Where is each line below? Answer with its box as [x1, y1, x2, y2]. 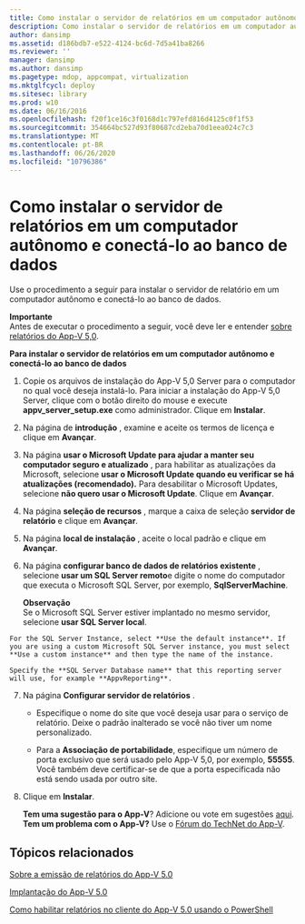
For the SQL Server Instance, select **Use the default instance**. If [9, 634, 286, 644]
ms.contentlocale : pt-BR [9, 140, 103, 149]
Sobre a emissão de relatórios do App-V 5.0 [9, 869, 173, 880]
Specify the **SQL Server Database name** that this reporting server [9, 666, 282, 676]
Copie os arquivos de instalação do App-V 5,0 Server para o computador [22, 376, 296, 387]
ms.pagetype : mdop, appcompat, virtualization [9, 73, 189, 82]
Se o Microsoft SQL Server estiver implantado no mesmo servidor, [22, 607, 271, 618]
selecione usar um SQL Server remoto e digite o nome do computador [22, 570, 286, 581]
